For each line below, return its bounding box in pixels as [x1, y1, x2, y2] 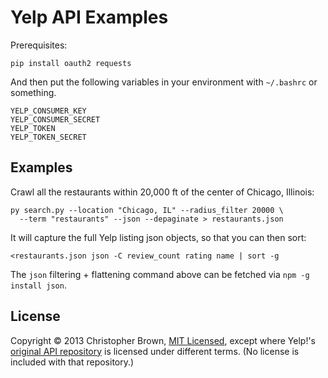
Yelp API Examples [10, 6, 169, 29]
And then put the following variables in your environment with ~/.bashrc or [10, 76, 318, 88]
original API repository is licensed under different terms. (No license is [10, 345, 300, 357]
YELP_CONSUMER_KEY [10, 106, 87, 116]
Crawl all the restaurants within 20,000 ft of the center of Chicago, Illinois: [10, 186, 315, 198]
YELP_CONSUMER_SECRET [10, 114, 101, 125]
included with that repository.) [10, 356, 135, 368]
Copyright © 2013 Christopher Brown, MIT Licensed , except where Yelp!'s [10, 334, 317, 346]
